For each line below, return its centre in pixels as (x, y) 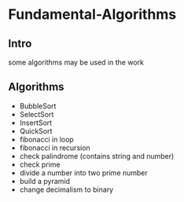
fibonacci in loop (47, 139)
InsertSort (36, 123)
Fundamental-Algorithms (92, 15)
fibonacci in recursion (55, 148)
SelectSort (37, 114)
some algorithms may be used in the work (76, 62)
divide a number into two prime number (83, 173)
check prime (40, 164)
